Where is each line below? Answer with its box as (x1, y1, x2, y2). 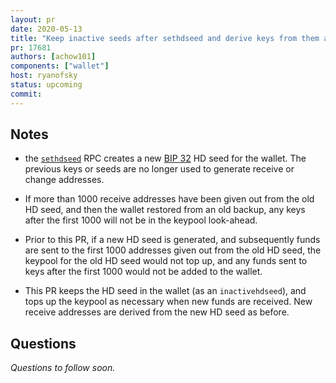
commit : (10, 89, 43, 99)
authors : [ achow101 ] (10, 52, 97, 62)
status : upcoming (10, 80, 83, 90)
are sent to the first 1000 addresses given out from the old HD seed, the (24, 244, 322, 256)
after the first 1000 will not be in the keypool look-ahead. (24, 214, 258, 226)
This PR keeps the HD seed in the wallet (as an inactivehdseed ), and (24, 285, 307, 297)
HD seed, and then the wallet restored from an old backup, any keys (24, 204, 306, 216)
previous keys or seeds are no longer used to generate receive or (24, 163, 295, 175)
